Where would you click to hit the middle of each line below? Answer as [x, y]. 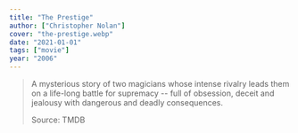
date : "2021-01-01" [46, 42]
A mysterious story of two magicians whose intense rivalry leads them [160, 84]
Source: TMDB [58, 120]
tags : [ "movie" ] [39, 51]
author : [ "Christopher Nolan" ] [67, 26]
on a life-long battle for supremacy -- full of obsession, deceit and [153, 93]
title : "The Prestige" [51, 17]
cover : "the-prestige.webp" [62, 34]
